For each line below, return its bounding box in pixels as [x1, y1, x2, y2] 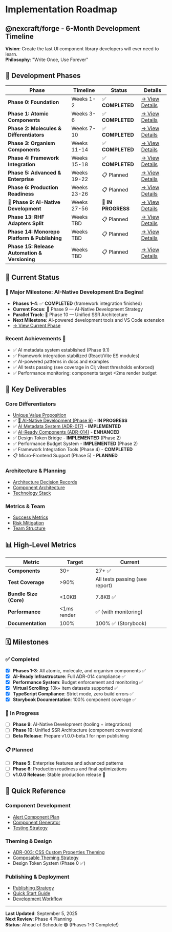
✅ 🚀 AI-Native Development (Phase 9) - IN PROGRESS [12, 417, 128, 424]
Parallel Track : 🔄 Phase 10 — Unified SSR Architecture [12, 312, 128, 318]
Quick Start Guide [12, 890, 51, 897]
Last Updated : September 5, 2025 [5, 910, 78, 917]
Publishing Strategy [12, 885, 54, 891]
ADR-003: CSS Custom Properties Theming [12, 849, 105, 855]
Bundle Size [8, 590, 37, 597]
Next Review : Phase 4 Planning [5, 916, 72, 922]
